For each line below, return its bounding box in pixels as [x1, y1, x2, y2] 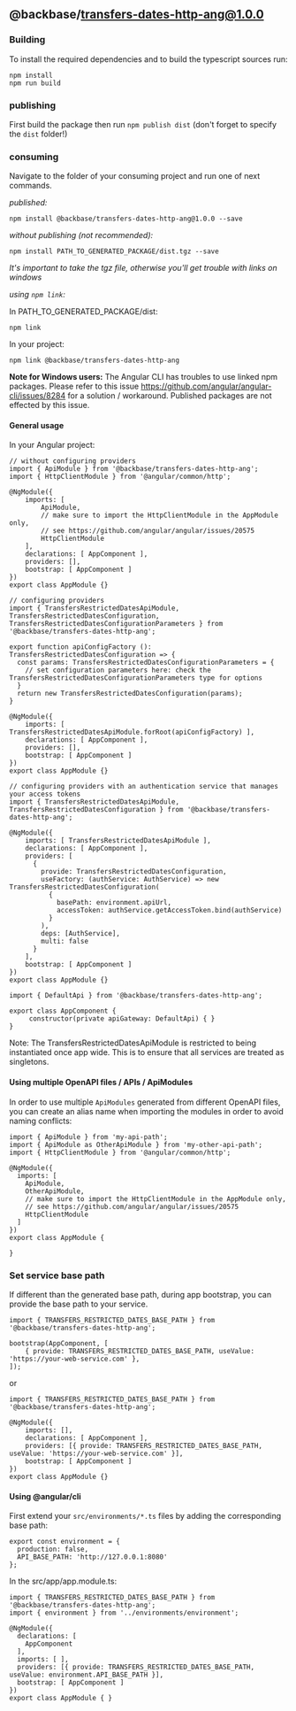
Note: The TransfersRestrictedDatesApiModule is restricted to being [9, 1037, 256, 1048]
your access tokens [9, 790, 81, 799]
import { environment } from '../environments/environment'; [9, 1608, 239, 1618]
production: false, [17, 1545, 89, 1554]
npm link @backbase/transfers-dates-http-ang [9, 356, 179, 366]
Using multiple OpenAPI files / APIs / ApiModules [9, 1077, 193, 1088]
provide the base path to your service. [9, 1299, 148, 1309]
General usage [9, 420, 65, 430]
